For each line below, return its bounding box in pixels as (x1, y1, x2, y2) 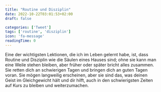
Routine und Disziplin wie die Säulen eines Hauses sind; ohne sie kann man (5, 57, 157, 62)
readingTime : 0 (5, 38, 36, 44)
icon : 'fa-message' (5, 34, 45, 39)
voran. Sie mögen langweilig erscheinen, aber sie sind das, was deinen (5, 72, 148, 78)
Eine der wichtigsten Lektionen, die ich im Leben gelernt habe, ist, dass (5, 51, 149, 57)
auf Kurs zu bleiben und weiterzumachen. (5, 82, 89, 88)
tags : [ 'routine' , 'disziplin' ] (5, 30, 71, 34)
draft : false (5, 16, 32, 21)
